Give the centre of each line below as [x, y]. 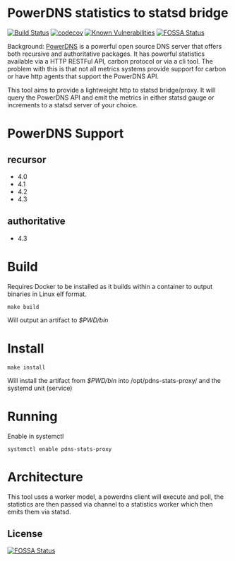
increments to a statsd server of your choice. [73, 105]
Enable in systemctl [36, 436]
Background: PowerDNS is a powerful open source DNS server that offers [115, 46]
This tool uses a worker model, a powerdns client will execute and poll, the [116, 497]
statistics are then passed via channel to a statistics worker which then [110, 504]
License [25, 534]
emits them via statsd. [40, 512]
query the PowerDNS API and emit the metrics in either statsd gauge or [111, 98]
